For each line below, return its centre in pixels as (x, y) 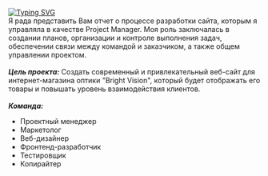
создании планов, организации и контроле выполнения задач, (115, 38)
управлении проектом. (47, 55)
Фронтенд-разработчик (60, 147)
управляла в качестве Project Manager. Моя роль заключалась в (119, 29)
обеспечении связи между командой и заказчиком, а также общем (124, 46)
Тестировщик (43, 155)
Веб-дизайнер (44, 138)
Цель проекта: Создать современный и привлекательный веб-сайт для (132, 72)
